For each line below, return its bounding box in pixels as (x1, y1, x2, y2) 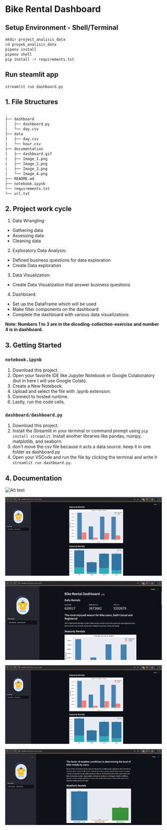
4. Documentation (5, 474, 62, 482)
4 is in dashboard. (5, 327, 43, 333)
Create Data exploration (12, 263, 61, 269)
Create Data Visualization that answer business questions (12, 282, 131, 288)
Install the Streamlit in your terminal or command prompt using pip (12, 428, 148, 434)
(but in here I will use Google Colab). (12, 378, 87, 384)
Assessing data (12, 233, 44, 239)
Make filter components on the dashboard (12, 306, 99, 312)
